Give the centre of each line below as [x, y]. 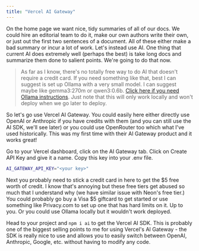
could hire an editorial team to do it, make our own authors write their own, [97, 35]
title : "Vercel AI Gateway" [41, 12]
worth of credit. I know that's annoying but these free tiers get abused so [96, 186]
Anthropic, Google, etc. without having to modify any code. [78, 242]
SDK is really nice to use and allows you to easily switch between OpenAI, [97, 236]
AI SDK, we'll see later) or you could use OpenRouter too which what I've [95, 127]
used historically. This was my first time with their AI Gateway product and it [99, 134]
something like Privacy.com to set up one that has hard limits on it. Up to [94, 205]
